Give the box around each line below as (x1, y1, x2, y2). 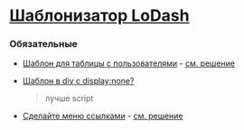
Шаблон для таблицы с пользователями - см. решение (22, 58, 235, 69)
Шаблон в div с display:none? (22, 76, 135, 87)
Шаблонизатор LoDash (9, 5, 190, 26)
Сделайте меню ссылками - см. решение (22, 110, 183, 122)
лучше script (44, 93, 94, 104)
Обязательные (9, 38, 79, 51)
